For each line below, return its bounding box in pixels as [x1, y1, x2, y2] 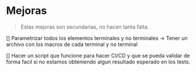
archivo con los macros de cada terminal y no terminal [6, 41, 138, 48]
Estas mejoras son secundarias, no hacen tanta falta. [20, 23, 149, 30]
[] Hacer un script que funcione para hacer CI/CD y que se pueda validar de [6, 52, 190, 59]
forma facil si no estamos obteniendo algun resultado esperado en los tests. [6, 58, 191, 65]
